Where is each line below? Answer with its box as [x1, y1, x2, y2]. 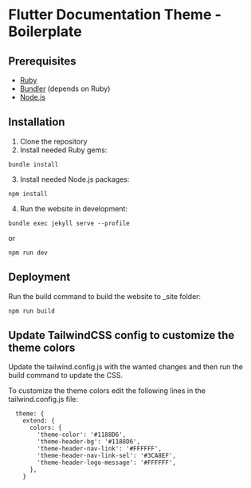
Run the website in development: [19, 203, 127, 213]
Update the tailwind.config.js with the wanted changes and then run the [8, 362, 243, 372]
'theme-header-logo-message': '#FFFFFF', [37, 458, 177, 467]
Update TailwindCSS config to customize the [8, 329, 235, 342]
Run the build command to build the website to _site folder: [8, 291, 202, 301]
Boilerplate [8, 22, 82, 41]
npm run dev [8, 249, 48, 257]
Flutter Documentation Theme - [8, 6, 222, 24]
